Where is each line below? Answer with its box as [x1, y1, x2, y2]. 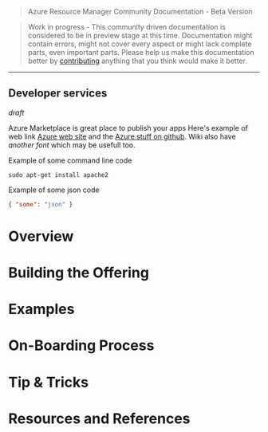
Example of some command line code [8, 155, 132, 165]
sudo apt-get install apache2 [8, 171, 109, 179]
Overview [8, 227, 74, 245]
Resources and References [8, 410, 191, 427]
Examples [8, 300, 75, 318]
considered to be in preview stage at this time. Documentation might [27, 31, 253, 40]
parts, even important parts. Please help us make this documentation [27, 48, 254, 57]
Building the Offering [8, 264, 150, 282]
